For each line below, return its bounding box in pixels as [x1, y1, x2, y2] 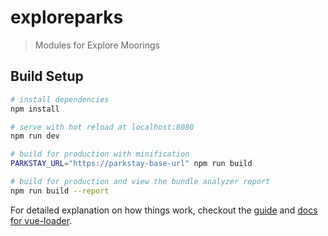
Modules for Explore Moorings [34, 39, 160, 51]
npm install [10, 104, 60, 114]
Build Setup [10, 68, 84, 85]
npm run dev [10, 131, 60, 141]
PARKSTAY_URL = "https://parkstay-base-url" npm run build [10, 159, 253, 169]
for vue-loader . [10, 214, 73, 226]
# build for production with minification [10, 149, 190, 160]
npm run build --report [10, 186, 110, 196]
